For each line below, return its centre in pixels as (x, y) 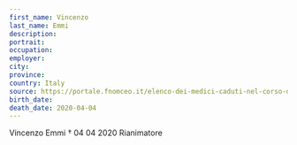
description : (33, 34)
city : (19, 67)
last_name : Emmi (39, 26)
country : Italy (37, 83)
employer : (27, 58)
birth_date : (31, 99)
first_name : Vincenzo (49, 17)
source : (23, 91)
